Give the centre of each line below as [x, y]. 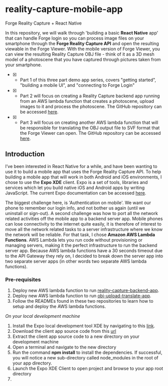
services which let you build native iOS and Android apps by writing [75, 187]
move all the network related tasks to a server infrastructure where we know [84, 229]
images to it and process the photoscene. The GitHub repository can [91, 106]
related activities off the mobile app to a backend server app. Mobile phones [84, 219]
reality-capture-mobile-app [64, 9]
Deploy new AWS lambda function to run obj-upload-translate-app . [82, 296]
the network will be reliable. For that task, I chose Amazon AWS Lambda [80, 235]
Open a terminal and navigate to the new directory [64, 347]
